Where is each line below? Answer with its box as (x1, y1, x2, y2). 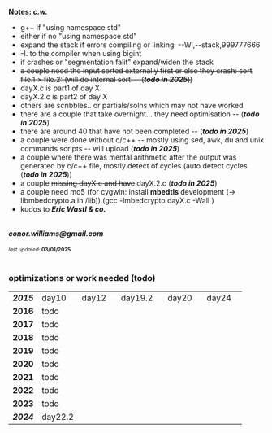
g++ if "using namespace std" (19, 23, 122, 32)
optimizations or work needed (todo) (8, 272, 156, 283)
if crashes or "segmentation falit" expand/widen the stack (19, 57, 214, 67)
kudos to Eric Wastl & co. (19, 204, 106, 214)
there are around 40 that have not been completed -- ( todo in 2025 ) (19, 126, 249, 136)
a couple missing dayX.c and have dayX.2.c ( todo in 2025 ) (19, 178, 218, 188)
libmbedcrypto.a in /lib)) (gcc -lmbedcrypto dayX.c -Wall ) (19, 195, 214, 205)
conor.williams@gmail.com (8, 229, 104, 238)
